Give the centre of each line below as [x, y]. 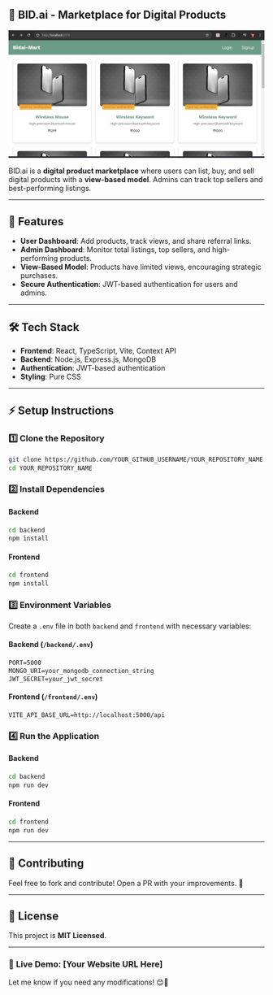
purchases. [39, 276]
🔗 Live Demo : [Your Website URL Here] [86, 964]
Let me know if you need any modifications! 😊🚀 [89, 982]
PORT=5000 [25, 663]
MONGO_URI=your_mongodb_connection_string [81, 671]
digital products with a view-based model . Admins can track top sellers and [136, 180]
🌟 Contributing [46, 864]
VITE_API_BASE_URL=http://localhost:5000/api [87, 715]
